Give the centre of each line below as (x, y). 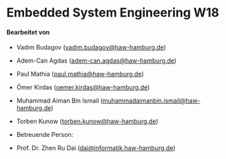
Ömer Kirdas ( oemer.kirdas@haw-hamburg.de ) (83, 87)
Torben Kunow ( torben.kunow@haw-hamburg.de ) (88, 121)
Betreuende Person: (45, 135)
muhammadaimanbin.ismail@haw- (151, 100)
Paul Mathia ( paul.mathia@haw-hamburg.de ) (80, 74)
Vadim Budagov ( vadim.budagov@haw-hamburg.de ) (91, 47)
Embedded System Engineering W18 (113, 13)
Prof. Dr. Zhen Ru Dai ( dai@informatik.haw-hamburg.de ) (96, 148)
